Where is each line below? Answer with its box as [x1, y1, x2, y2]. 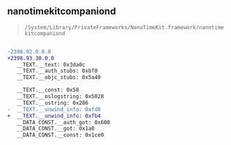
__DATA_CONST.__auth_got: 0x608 [16, 119, 111, 126]
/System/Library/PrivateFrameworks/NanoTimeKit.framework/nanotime [24, 24, 224, 31]
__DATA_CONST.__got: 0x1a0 [16, 125, 95, 133]
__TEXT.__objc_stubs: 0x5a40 [16, 74, 101, 81]
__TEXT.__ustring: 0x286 [16, 99, 89, 106]
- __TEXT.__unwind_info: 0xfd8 [7, 105, 101, 113]
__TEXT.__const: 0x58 [16, 87, 79, 94]
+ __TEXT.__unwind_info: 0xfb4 [7, 112, 101, 119]
